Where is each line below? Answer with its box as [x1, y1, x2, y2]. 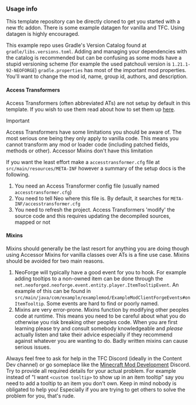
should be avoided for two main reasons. [6, 257, 105, 264]
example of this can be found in [14, 287, 91, 294]
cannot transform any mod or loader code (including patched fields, [6, 141, 170, 148]
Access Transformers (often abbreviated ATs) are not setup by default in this [6, 99, 191, 107]
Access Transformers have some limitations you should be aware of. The [6, 128, 182, 135]
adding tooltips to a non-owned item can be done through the [14, 275, 163, 282]
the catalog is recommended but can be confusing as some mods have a [6, 55, 182, 62]
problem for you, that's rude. [6, 392, 75, 399]
